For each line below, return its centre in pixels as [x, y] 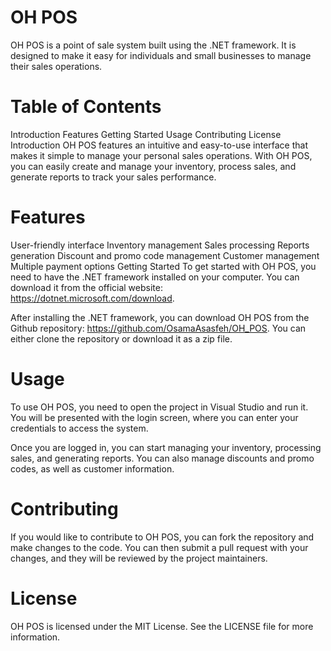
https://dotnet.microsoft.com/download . [92, 298]
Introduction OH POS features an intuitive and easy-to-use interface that [159, 145]
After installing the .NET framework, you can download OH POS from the [160, 317]
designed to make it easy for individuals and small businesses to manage [161, 55]
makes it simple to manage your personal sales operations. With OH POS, [161, 155]
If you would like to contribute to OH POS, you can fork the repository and [162, 537]
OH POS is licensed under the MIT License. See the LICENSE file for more [162, 626]
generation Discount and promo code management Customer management [165, 255]
